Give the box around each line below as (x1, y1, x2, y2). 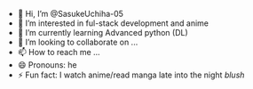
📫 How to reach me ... (17, 47, 100, 57)
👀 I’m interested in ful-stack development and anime (17, 18, 210, 28)
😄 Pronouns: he (17, 60, 77, 70)
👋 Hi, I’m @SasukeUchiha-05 (17, 9, 124, 19)
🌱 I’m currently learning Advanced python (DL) (17, 28, 188, 37)
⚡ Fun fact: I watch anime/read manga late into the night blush (17, 69, 245, 80)
